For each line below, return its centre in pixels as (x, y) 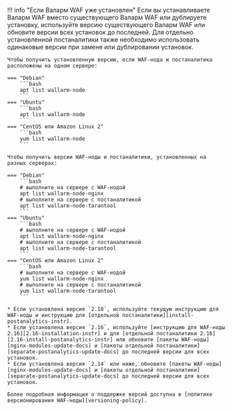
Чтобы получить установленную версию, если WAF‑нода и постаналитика (110, 60)
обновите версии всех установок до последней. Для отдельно (100, 32)
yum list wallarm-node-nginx (62, 279)
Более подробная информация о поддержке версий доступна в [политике (110, 394)
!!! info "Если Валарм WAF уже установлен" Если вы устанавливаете (109, 10)
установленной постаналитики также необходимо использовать (103, 40)
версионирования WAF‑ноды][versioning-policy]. (77, 401)
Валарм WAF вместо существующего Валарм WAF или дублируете (107, 17)
